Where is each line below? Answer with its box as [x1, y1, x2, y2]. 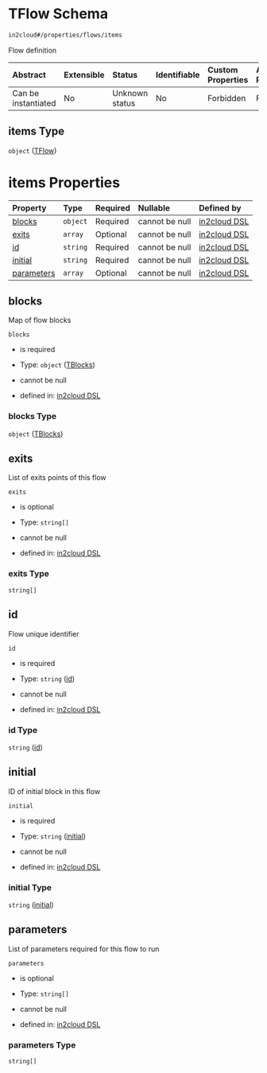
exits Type [8, 568, 50, 579]
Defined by [198, 202, 242, 213]
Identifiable [155, 69, 200, 80]
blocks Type [8, 411, 57, 422]
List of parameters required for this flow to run [8, 943, 160, 954]
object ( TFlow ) [8, 145, 57, 155]
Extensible [63, 69, 105, 80]
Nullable [137, 202, 171, 213]
